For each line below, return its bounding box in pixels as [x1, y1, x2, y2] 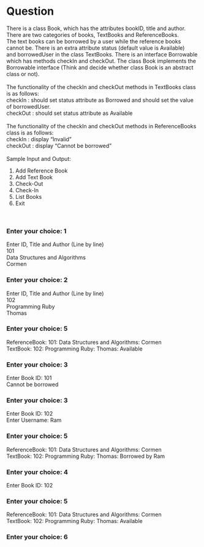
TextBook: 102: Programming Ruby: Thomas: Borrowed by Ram [6, 452, 165, 460]
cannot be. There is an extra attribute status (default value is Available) [6, 44, 185, 52]
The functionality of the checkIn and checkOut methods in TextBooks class [6, 83, 196, 90]
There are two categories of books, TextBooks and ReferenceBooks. [6, 31, 179, 38]
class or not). [6, 70, 40, 77]
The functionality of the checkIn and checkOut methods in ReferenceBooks [6, 122, 197, 130]
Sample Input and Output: [6, 155, 72, 162]
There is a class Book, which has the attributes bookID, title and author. [6, 25, 186, 32]
